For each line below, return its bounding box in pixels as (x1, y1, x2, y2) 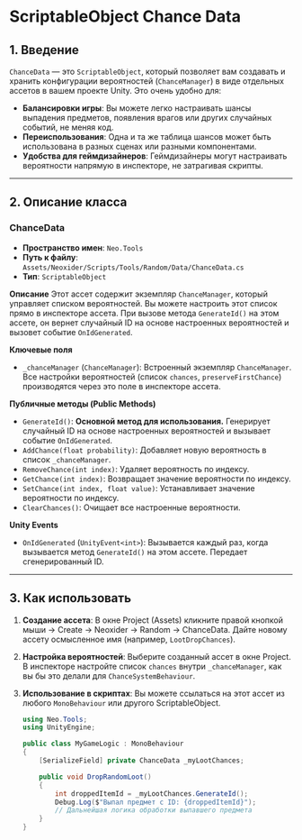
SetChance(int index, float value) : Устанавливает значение (22, 482, 255, 493)
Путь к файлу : (22, 251, 78, 262)
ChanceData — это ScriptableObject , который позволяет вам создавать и (9, 66, 286, 77)
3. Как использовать (9, 590, 132, 606)
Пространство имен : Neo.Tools (22, 242, 144, 253)
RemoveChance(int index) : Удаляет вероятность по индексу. (22, 463, 250, 474)
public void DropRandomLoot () (39, 772, 152, 781)
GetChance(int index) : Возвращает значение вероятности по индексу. (22, 473, 292, 484)
